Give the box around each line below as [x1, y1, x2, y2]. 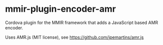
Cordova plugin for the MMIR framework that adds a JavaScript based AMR [5, 20, 159, 25]
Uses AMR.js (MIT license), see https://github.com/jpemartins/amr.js [5, 34, 144, 40]
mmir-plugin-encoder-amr [5, 3, 116, 15]
